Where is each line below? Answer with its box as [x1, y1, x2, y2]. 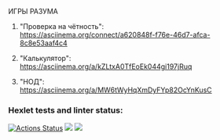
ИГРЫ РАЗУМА [8, 7, 59, 16]
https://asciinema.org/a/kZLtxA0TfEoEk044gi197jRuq [19, 62, 192, 71]
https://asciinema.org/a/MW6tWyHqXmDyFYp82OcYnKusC [19, 85, 212, 95]
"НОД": [19, 77, 45, 86]
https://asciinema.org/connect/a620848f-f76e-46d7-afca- [19, 31, 211, 39]
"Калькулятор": [19, 54, 71, 63]
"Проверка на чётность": [19, 22, 104, 31]
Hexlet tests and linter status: [8, 105, 123, 116]
